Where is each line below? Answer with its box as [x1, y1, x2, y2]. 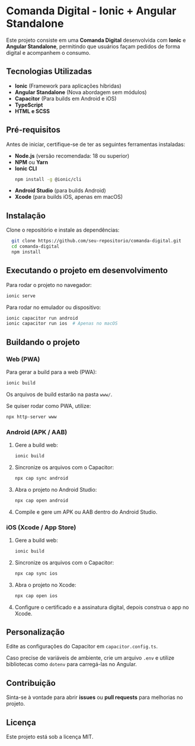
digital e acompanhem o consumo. [6, 49, 91, 56]
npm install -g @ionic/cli [14, 176, 82, 182]
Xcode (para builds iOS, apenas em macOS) [14, 193, 123, 201]
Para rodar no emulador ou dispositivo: [6, 304, 101, 311]
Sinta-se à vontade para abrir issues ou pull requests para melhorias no [6, 694, 183, 701]
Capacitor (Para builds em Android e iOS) [14, 95, 117, 102]
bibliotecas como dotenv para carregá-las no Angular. [6, 661, 138, 668]
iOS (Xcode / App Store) [6, 523, 76, 531]
